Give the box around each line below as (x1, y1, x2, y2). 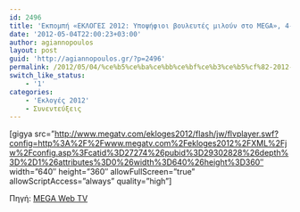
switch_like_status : (9, 71, 87, 80)
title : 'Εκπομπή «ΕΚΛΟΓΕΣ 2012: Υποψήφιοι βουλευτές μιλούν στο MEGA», (9, 21, 281, 30)
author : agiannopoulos (9, 37, 94, 47)
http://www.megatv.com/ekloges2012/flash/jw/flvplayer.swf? (54, 128, 279, 139)
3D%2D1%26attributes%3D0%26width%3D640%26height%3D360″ (9, 157, 264, 167)
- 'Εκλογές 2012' (25, 95, 90, 105)
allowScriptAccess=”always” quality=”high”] (9, 175, 172, 187)
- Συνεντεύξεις (25, 104, 82, 113)
